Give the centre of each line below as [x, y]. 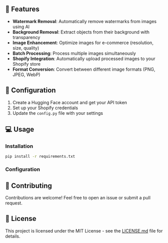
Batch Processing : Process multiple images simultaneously [74, 53]
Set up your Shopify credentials [45, 108]
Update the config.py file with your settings [58, 113]
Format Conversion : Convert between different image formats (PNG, [84, 69]
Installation [19, 146]
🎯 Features [22, 9]
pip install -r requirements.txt [40, 157]
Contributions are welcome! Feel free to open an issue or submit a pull [78, 197]
